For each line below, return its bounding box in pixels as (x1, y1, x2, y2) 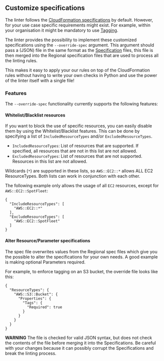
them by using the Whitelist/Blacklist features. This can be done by (5, 128, 140, 134)
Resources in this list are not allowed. (12, 159, 88, 165)
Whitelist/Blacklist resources (5, 112, 66, 118)
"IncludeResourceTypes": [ (9, 202, 65, 207)
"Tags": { (23, 300, 43, 305)
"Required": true (26, 305, 63, 310)
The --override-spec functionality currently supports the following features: (5, 101, 158, 107)
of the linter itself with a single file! (5, 77, 74, 83)
